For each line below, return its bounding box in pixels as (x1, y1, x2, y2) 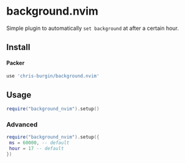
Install (6, 42, 31, 53)
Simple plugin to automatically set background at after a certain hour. (6, 24, 179, 32)
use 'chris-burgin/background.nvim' (6, 73, 100, 79)
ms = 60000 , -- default (9, 140, 70, 146)
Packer (6, 59, 25, 67)
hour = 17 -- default (9, 145, 64, 152)
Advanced (6, 120, 38, 129)
